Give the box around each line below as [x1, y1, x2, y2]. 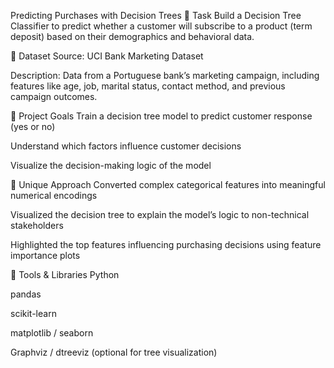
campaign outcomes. [10, 91, 98, 102]
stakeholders [10, 220, 64, 231]
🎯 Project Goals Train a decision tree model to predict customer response [10, 110, 313, 122]
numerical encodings [10, 190, 98, 201]
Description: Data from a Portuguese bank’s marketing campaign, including [10, 70, 320, 81]
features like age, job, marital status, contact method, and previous [10, 80, 286, 92]
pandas [10, 288, 42, 300]
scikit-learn [10, 308, 57, 319]
